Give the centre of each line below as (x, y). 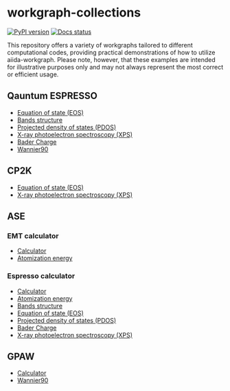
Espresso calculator (41, 276)
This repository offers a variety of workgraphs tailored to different (100, 45)
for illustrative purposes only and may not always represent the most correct (115, 67)
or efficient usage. (33, 74)
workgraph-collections (74, 13)
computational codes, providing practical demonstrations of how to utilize (111, 52)
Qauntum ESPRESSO (52, 96)
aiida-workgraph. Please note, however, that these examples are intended (112, 59)
